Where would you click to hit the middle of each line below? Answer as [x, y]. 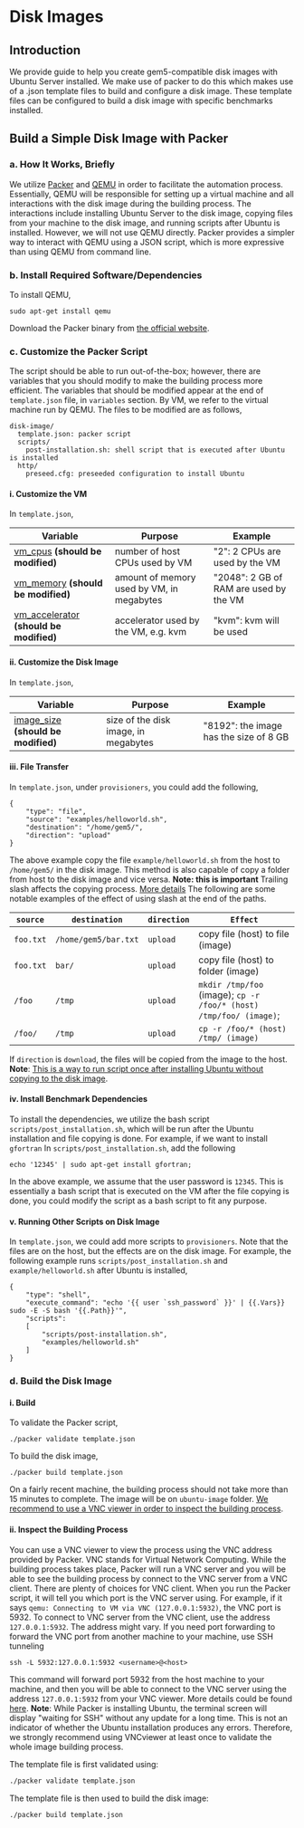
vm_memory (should [58, 583]
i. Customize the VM [48, 493]
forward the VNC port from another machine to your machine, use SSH [142, 1636]
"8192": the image [243, 725]
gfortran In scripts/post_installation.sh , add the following [123, 1148]
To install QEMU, [40, 294]
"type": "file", [57, 811]
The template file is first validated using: [84, 1764]
